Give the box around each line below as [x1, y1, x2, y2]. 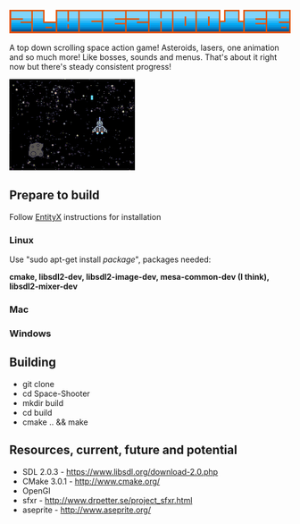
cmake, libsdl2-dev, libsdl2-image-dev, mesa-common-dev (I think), [9, 272, 270, 283]
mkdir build [21, 397, 64, 408]
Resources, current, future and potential [9, 443, 238, 458]
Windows [9, 327, 52, 340]
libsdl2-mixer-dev [9, 281, 79, 292]
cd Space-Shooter [21, 388, 91, 399]
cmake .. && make [21, 417, 89, 427]
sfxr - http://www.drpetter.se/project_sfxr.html [21, 494, 193, 505]
